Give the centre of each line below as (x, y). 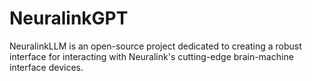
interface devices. (46, 67)
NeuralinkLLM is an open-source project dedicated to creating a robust (155, 46)
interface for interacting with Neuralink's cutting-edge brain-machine (151, 56)
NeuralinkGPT (69, 18)
